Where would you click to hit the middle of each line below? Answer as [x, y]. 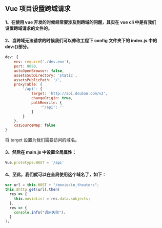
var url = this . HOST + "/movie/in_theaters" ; [52, 185]
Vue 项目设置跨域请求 [38, 9]
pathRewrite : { [47, 103]
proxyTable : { [28, 85]
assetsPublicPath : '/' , [38, 80]
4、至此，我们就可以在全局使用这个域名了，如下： [56, 174]
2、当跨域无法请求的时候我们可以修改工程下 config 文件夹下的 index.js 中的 [81, 40]
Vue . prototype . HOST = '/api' [35, 163]
